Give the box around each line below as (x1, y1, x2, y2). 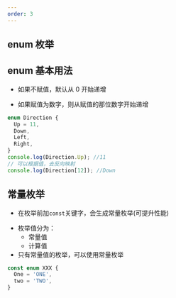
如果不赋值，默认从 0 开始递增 (17, 84, 106, 93)
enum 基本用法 (7, 65, 73, 77)
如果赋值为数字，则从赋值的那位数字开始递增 (17, 100, 149, 109)
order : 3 (7, 10, 33, 18)
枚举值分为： (17, 223, 55, 232)
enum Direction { (7, 114, 59, 121)
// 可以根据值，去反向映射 (7, 160, 76, 167)
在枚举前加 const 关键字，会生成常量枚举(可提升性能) (17, 209, 169, 217)
